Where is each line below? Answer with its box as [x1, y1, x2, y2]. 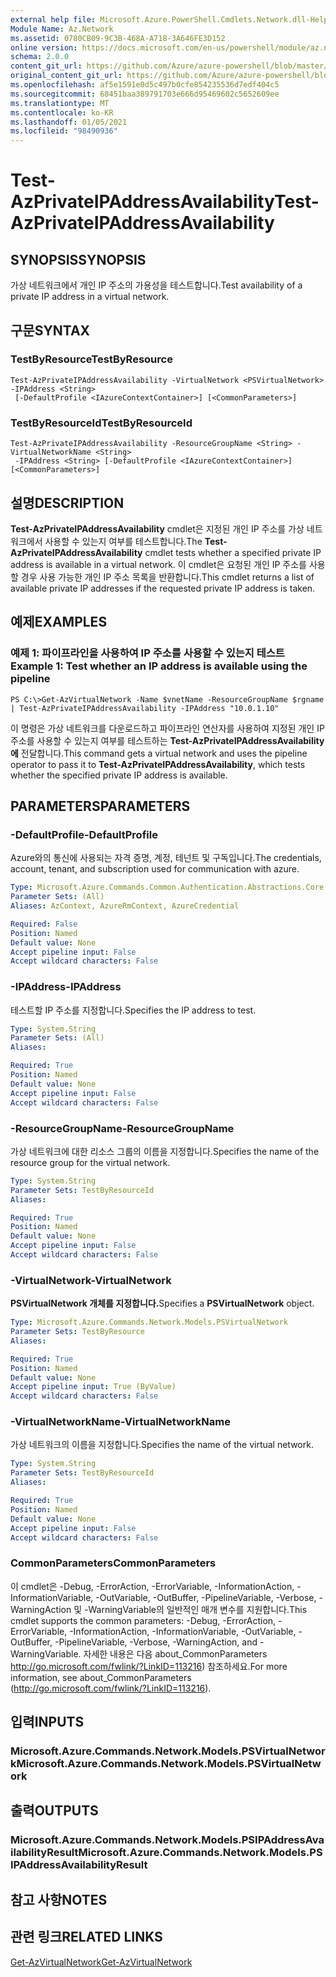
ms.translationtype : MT [10, 98, 110, 108]
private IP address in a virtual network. [10, 291, 170, 303]
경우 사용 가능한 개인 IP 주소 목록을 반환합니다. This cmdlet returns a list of [20, 571, 315, 583]
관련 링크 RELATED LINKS [10, 1929, 163, 1946]
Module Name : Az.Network [10, 24, 114, 34]
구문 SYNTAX [10, 322, 91, 339]
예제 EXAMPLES [10, 614, 108, 631]
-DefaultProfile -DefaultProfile [10, 827, 158, 841]
